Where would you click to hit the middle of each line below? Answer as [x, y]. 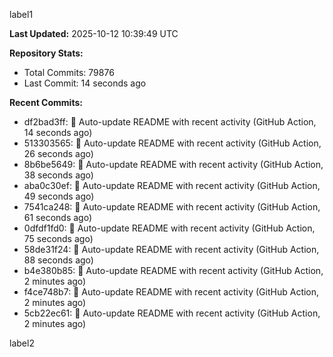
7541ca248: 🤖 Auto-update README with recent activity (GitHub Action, [172, 207]
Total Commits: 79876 [69, 72]
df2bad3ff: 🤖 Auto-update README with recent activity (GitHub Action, [170, 122]
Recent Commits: [46, 102]
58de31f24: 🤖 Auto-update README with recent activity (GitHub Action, [171, 249]
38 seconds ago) [58, 175]
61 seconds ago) [58, 217]
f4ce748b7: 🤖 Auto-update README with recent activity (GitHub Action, [171, 292]
